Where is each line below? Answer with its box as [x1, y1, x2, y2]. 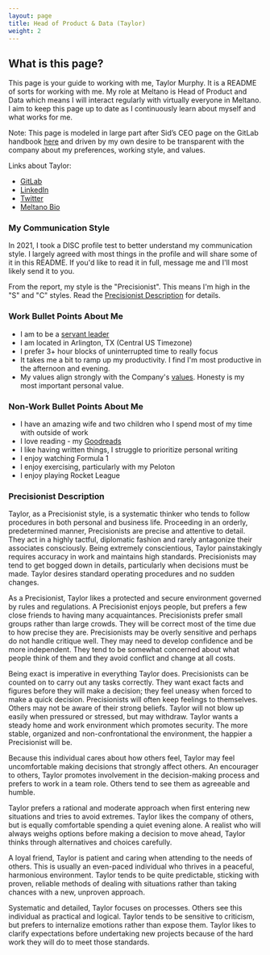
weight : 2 [8, 27, 42, 35]
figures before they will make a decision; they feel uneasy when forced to [8, 686, 252, 696]
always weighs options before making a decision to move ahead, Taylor [8, 829, 246, 839]
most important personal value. [19, 380, 124, 390]
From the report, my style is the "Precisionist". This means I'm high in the [8, 282, 251, 291]
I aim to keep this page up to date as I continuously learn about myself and [8, 104, 256, 114]
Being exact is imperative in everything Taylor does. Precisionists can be [8, 669, 249, 679]
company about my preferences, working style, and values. [8, 145, 206, 155]
